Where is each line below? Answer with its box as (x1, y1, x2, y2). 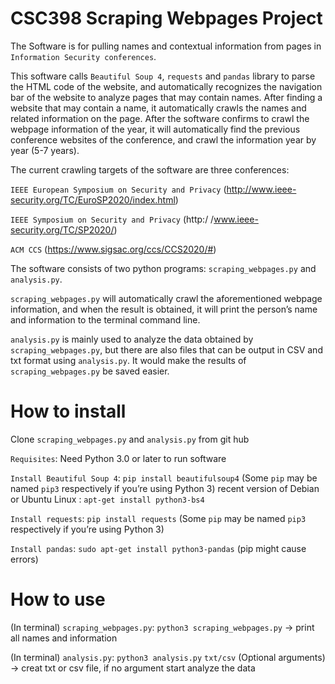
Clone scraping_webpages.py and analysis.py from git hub (10, 433, 250, 445)
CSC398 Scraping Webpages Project (10, 7, 323, 30)
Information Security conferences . (10, 50, 157, 62)
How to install (10, 400, 127, 423)
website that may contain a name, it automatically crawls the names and (10, 102, 307, 114)
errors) (10, 553, 39, 565)
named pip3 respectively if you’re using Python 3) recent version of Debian (10, 482, 320, 494)
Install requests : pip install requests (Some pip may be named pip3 (10, 512, 307, 524)
